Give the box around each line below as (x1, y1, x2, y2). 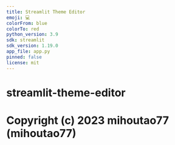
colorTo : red (6, 25, 39, 32)
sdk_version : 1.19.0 (6, 43, 59, 49)
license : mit (6, 59, 39, 66)
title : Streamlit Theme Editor (6, 8, 86, 15)
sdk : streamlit (6, 37, 45, 43)
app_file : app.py (6, 49, 50, 55)
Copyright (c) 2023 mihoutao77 (6, 113, 169, 127)
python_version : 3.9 (6, 32, 59, 38)
